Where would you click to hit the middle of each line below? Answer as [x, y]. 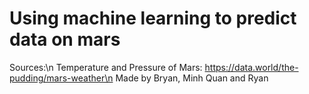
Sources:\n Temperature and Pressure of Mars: [106, 67]
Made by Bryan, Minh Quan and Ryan [192, 78]
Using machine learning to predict [153, 18]
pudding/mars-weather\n [61, 78]
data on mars [65, 39]
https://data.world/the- [251, 67]
